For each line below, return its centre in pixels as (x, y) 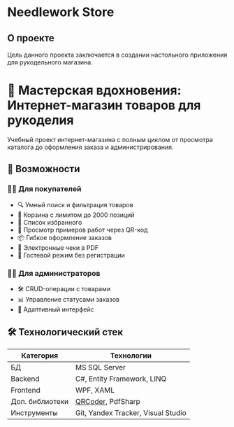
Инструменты (34, 412)
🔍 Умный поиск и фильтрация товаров (75, 204)
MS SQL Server (101, 367)
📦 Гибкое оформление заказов (64, 237)
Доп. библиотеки (40, 401)
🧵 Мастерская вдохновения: (94, 91)
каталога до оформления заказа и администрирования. (90, 147)
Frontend (25, 390)
